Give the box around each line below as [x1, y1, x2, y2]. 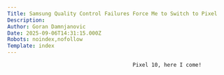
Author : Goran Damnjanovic [7, 23, 86, 30]
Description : [7, 17, 45, 24]
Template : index [7, 42, 55, 49]
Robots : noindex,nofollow [7, 36, 83, 43]
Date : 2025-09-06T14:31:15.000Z [7, 29, 101, 37]
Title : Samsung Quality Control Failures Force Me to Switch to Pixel [7, 10, 218, 17]
